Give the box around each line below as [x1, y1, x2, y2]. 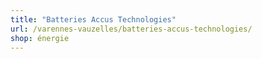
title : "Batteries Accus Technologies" [10, 14, 177, 25]
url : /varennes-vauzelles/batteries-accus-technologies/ [10, 24, 253, 34]
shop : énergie [10, 33, 70, 43]
